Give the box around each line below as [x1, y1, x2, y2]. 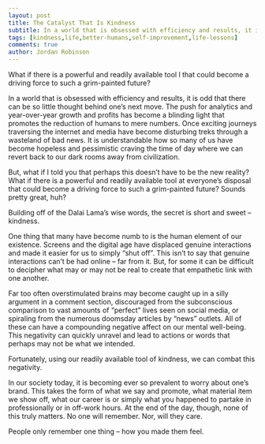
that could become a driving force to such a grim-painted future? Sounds [8, 185, 246, 193]
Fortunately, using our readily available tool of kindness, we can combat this [8, 354, 256, 364]
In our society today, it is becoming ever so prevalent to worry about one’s [8, 378, 249, 387]
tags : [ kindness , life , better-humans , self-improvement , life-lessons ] [8, 33, 238, 42]
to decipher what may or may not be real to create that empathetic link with [8, 265, 252, 274]
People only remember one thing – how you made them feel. [8, 427, 204, 436]
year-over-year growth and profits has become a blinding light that [8, 110, 225, 119]
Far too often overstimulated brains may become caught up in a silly [8, 289, 229, 298]
